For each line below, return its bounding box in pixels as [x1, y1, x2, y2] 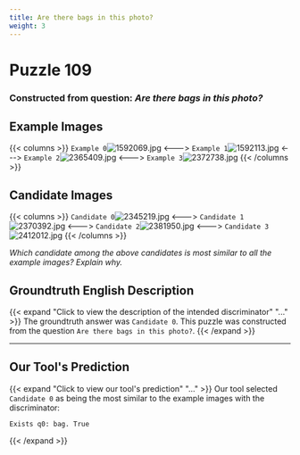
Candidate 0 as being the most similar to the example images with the [9, 393, 265, 403]
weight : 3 [9, 21, 46, 30]
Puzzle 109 [9, 60, 92, 80]
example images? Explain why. [9, 257, 123, 268]
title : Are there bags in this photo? [9, 12, 154, 22]
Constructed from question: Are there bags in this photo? [9, 91, 263, 103]
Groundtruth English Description [9, 283, 195, 298]
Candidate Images [9, 187, 113, 203]
